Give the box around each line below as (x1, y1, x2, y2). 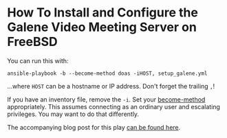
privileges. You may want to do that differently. (7, 110, 140, 118)
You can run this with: (7, 56, 69, 65)
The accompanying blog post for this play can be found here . (7, 123, 181, 131)
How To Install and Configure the (7, 5, 198, 21)
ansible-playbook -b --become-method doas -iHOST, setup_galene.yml (7, 70, 208, 77)
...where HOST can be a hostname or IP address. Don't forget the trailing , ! (7, 82, 215, 90)
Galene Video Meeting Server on (7, 19, 197, 35)
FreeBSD (7, 34, 58, 49)
